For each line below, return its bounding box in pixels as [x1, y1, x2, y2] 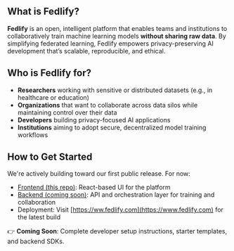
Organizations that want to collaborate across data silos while [17, 101, 198, 109]
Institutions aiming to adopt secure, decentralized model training [17, 123, 207, 131]
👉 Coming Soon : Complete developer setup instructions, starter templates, [7, 227, 227, 236]
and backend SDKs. [7, 237, 65, 245]
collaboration [17, 198, 56, 207]
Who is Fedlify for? [7, 67, 92, 79]
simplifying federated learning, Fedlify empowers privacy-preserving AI [7, 39, 214, 48]
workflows [17, 130, 48, 139]
